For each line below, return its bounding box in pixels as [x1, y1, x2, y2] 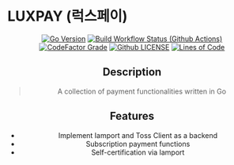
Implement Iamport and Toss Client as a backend [58, 130, 218, 140]
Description [102, 65, 162, 79]
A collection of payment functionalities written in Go [57, 86, 227, 96]
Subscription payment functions [85, 139, 191, 148]
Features [109, 109, 155, 123]
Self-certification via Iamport [91, 148, 185, 157]
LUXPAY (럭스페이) [7, 7, 128, 25]
